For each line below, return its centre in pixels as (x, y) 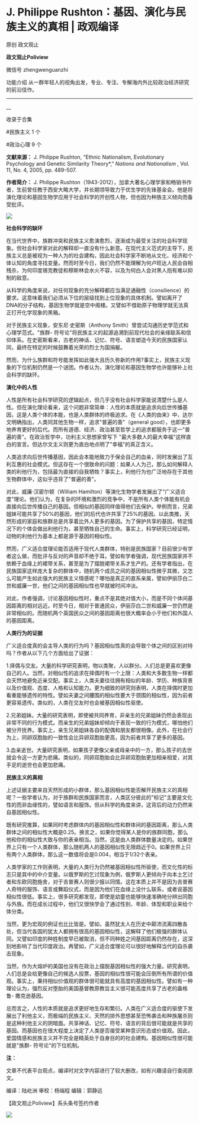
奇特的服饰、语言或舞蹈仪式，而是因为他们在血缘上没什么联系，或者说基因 (102, 889)
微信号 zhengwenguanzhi (37, 69)
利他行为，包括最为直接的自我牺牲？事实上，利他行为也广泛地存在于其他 (105, 471)
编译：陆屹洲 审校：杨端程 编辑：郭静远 (54, 1090)
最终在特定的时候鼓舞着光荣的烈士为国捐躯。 (71, 347)
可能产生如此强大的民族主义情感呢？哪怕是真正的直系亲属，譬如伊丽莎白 (99, 578)
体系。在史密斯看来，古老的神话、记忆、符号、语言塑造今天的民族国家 (97, 340)
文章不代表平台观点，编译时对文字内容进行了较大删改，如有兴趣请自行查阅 (97, 1070)
